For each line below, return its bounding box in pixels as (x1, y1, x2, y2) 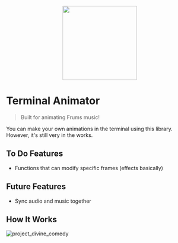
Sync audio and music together (14, 197, 92, 204)
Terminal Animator (6, 94, 100, 108)
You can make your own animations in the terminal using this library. (6, 125, 173, 132)
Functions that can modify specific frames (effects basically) (14, 164, 163, 171)
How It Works (6, 214, 58, 225)
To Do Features (6, 149, 63, 159)
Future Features (6, 181, 66, 192)
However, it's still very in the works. (6, 131, 93, 139)
